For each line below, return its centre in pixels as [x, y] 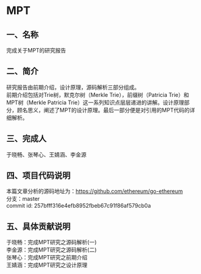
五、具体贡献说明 [38, 226]
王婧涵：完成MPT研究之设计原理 [47, 265]
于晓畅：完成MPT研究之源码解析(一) [51, 242]
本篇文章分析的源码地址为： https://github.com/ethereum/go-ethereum [95, 191]
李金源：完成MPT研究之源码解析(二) [51, 250]
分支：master [23, 199]
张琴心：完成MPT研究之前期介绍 [47, 258]
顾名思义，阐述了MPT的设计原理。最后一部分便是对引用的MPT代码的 [103, 110]
